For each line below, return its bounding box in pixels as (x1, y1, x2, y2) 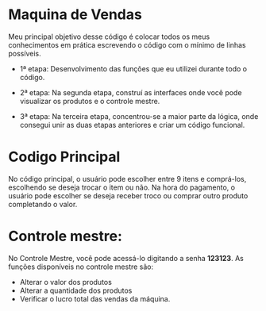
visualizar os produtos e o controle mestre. (19, 96, 160, 106)
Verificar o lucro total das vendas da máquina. (19, 294, 171, 303)
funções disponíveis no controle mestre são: (8, 262, 154, 271)
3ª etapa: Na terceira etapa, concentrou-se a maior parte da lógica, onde (19, 111, 259, 121)
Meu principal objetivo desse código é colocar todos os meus (8, 32, 210, 41)
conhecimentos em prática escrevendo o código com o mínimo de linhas (8, 40, 246, 49)
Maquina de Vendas (8, 6, 143, 24)
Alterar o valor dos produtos (19, 277, 113, 286)
